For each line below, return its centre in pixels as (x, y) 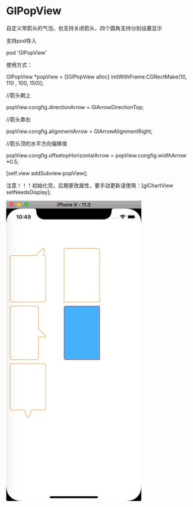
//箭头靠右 (19, 119)
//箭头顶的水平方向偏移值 (37, 143)
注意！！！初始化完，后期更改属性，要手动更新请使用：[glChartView (90, 185)
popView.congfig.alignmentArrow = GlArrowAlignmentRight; (79, 131)
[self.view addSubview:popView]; (47, 173)
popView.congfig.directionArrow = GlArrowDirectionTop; (75, 107)
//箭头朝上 (19, 95)
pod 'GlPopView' (27, 52)
